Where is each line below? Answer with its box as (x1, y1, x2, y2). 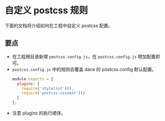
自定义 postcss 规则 (5, 5, 88, 16)
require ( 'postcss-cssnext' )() (21, 90, 85, 96)
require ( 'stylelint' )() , (21, 86, 74, 91)
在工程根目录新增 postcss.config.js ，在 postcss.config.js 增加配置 (12, 53, 156, 59)
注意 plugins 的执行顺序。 (12, 110, 66, 116)
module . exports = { (12, 76, 54, 82)
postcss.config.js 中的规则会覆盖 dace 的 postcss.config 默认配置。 (12, 66, 157, 72)
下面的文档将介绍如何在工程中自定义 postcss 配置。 (5, 22, 113, 29)
